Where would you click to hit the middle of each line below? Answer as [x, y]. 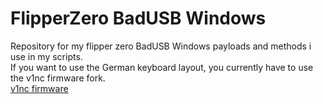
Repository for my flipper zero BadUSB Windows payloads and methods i [161, 46]
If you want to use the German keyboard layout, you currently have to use [162, 67]
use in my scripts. [46, 56]
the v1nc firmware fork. [58, 78]
